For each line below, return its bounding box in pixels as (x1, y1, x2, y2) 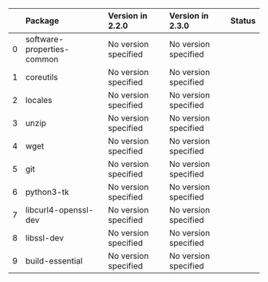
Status (230, 15, 256, 26)
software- (25, 34, 64, 45)
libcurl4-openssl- (25, 205, 94, 215)
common (25, 54, 59, 65)
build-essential (25, 256, 83, 266)
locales (25, 95, 53, 105)
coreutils (25, 72, 58, 82)
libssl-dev (25, 232, 64, 243)
